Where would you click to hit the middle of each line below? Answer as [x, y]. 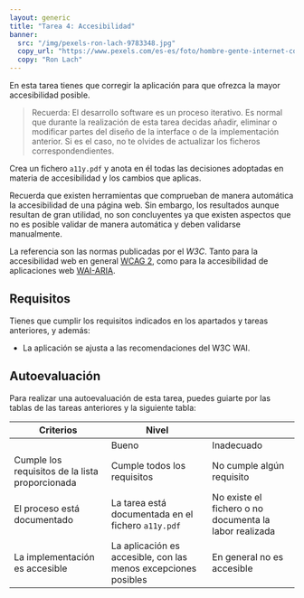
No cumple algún [248, 465]
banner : [24, 34]
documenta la [241, 519]
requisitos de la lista [57, 471]
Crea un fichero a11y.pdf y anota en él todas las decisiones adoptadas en [147, 168]
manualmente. [36, 234]
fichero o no [238, 509]
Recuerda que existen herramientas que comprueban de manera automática [152, 196]
